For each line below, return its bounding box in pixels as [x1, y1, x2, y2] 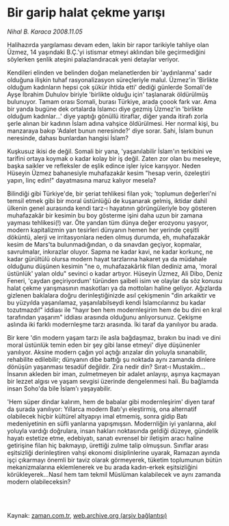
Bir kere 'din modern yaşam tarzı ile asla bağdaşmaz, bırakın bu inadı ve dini [7, 333, 221, 341]
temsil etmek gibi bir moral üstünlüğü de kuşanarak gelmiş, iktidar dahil [7, 196, 207, 205]
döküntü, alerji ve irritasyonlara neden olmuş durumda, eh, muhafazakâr [7, 233, 210, 241]
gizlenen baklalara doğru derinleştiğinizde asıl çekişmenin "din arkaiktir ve [7, 291, 216, 299]
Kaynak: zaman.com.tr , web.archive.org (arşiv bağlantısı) [7, 511, 167, 519]
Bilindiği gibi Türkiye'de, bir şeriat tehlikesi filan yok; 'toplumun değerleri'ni [7, 189, 217, 198]
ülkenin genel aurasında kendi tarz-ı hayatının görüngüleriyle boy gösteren [7, 204, 217, 212]
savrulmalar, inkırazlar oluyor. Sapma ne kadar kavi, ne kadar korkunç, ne [7, 248, 213, 256]
